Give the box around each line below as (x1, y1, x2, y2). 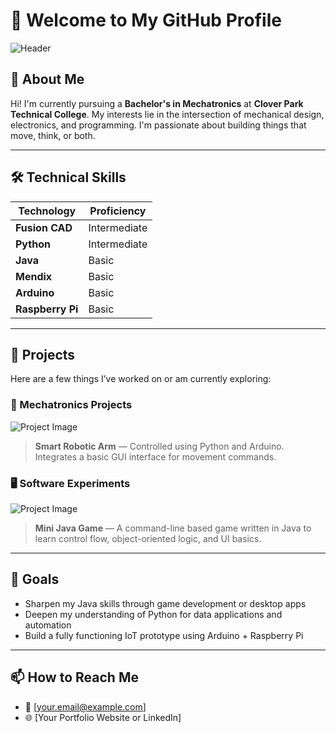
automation (24, 619, 72, 631)
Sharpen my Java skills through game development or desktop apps (24, 597, 307, 609)
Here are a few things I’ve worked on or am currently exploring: (10, 373, 272, 385)
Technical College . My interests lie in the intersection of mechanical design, (10, 108, 325, 120)
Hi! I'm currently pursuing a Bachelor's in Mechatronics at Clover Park (10, 97, 304, 109)
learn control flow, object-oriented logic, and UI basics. (34, 532, 262, 544)
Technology (18, 204, 77, 218)
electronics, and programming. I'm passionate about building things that (10, 119, 307, 131)
